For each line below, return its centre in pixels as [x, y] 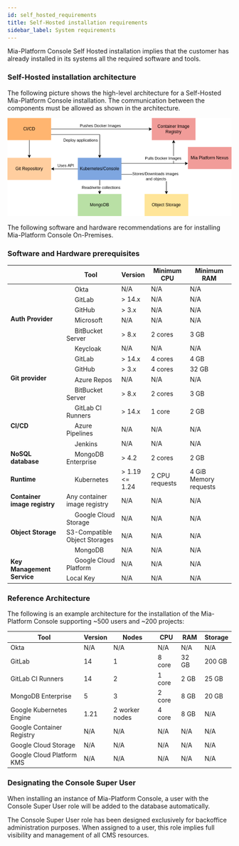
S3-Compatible [89, 532]
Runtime [23, 479]
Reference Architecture [49, 599]
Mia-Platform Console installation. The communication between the [106, 100]
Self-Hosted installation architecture [72, 77]
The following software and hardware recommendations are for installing [114, 227]
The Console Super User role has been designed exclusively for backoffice [117, 820]
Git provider [28, 378]
